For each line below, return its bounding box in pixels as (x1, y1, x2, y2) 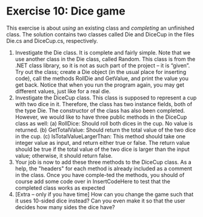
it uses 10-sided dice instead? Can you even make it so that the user (15, 197, 186, 204)
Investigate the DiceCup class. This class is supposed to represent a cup (15, 94, 197, 101)
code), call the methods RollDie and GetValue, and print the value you (15, 75, 189, 82)
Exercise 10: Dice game (6, 4, 125, 18)
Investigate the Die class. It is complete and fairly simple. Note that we (15, 48, 191, 56)
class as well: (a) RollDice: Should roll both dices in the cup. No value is (15, 119, 193, 127)
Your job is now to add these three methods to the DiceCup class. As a (15, 158, 192, 165)
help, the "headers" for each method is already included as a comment (15, 165, 192, 172)
